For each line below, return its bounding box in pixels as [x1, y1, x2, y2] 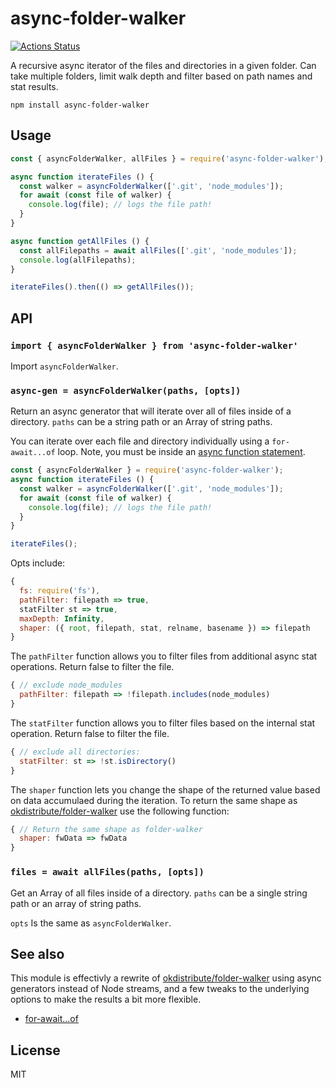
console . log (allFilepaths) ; [19, 255, 137, 265]
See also [10, 945, 65, 962]
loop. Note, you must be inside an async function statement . [57, 446, 306, 458]
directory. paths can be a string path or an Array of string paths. [10, 416, 273, 428]
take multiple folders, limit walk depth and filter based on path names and [10, 70, 313, 82]
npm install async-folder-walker [10, 100, 150, 110]
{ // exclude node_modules [10, 680, 123, 691]
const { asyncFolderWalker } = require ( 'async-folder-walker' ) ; [10, 465, 284, 476]
